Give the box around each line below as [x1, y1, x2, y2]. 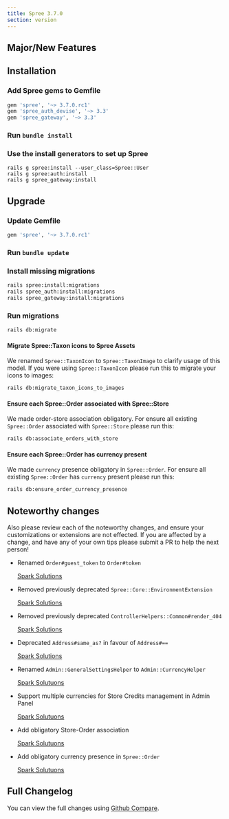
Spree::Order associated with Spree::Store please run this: [7, 422, 174, 430]
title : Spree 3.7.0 [7, 10, 63, 17]
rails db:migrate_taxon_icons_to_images [7, 384, 125, 392]
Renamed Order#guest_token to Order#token [17, 558, 142, 567]
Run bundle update [7, 248, 69, 257]
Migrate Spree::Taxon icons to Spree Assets [7, 341, 135, 349]
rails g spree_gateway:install [7, 177, 97, 184]
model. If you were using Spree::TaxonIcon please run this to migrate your [7, 364, 217, 372]
